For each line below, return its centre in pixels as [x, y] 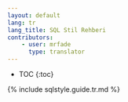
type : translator [57, 52]
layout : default [34, 15]
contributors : [31, 37]
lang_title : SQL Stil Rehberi [57, 30]
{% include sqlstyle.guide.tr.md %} [64, 89]
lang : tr [22, 23]
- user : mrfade [46, 45]
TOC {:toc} [36, 74]
